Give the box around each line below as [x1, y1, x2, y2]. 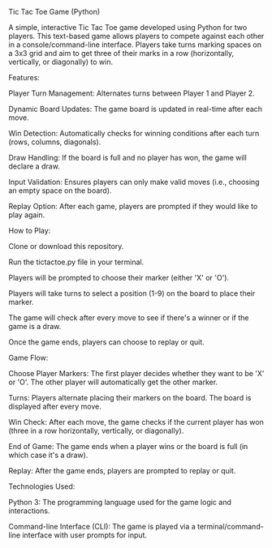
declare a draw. [8, 161, 61, 171]
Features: [8, 73, 41, 82]
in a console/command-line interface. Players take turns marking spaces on [8, 40, 262, 49]
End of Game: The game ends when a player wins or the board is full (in [8, 442, 248, 451]
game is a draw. [8, 322, 62, 331]
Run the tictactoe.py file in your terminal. [8, 257, 145, 267]
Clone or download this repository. [8, 242, 124, 250]
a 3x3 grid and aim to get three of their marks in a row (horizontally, [8, 49, 235, 58]
